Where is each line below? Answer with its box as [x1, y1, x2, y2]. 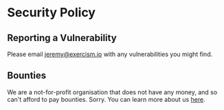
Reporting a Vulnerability [7, 32, 117, 44]
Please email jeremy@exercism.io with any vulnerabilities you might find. [7, 50, 213, 58]
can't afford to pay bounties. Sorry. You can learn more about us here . [7, 95, 205, 103]
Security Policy [7, 5, 96, 20]
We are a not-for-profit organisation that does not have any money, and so [7, 87, 218, 96]
